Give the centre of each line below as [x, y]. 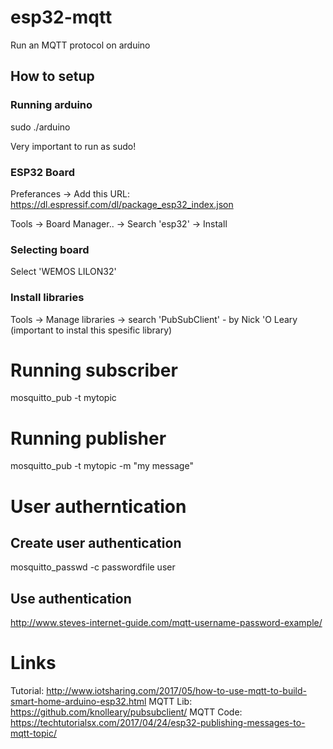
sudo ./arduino [40, 127]
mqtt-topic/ [34, 733]
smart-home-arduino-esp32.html [78, 702]
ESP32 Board [43, 172]
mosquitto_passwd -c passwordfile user [93, 567]
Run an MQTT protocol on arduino [80, 45]
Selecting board [50, 249]
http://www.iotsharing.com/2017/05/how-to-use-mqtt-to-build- [176, 691]
